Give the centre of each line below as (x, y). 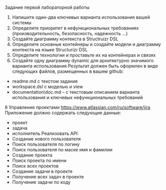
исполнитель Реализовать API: (45, 133)
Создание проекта (32, 155)
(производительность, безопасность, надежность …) (70, 33)
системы (22, 23)
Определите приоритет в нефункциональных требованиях (75, 28)
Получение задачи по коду (41, 182)
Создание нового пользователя (46, 139)
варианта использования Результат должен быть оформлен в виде (85, 66)
